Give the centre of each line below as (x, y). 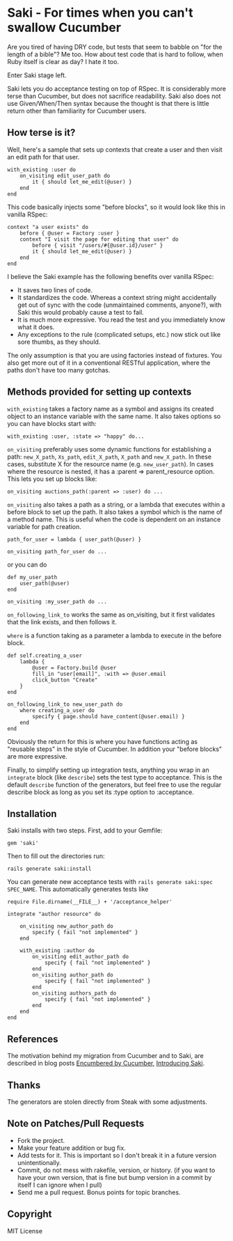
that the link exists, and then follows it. (62, 622)
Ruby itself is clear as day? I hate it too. (63, 61)
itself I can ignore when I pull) (59, 1185)
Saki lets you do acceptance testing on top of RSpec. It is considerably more (116, 88)
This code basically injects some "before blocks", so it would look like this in (116, 207)
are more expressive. (38, 756)
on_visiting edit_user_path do (65, 175)
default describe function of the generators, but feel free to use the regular (114, 784)
